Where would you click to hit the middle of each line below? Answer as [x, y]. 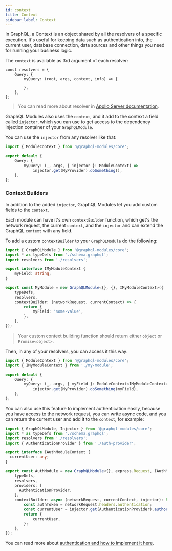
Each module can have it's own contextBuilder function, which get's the [82, 219]
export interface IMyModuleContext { [46, 269]
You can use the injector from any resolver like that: [61, 137]
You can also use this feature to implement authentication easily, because [83, 408]
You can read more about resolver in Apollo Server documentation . [88, 106]
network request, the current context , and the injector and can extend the [84, 225]
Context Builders [27, 193]
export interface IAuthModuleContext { [48, 452]
